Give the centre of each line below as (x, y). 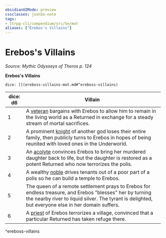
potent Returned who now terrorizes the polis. (79, 164)
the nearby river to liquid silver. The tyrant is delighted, (89, 199)
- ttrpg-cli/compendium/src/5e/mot (42, 23)
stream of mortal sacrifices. (58, 123)
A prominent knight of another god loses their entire (86, 131)
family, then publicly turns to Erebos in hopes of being (89, 138)
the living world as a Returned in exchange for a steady (90, 118)
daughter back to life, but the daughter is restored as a (89, 158)
